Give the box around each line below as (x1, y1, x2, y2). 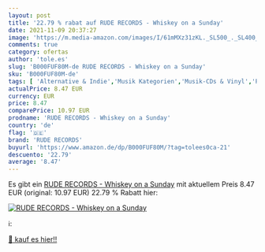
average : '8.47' (8, 158, 62, 166)
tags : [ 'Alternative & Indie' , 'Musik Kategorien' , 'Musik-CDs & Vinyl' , (8, 77, 252, 85)
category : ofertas (8, 48, 69, 56)
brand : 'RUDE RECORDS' (8, 135, 83, 144)
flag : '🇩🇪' (8, 128, 47, 136)
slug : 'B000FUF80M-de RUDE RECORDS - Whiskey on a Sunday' (8, 63, 207, 71)
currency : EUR (8, 92, 55, 100)
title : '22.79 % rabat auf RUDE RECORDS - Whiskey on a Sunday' (8, 19, 224, 27)
